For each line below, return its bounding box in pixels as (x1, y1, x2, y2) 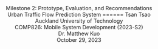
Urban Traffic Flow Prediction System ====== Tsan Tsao (7, 11, 151, 18)
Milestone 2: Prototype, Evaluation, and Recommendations (5, 5, 153, 11)
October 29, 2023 (57, 36, 101, 43)
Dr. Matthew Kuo (58, 30, 100, 37)
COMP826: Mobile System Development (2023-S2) (15, 24, 143, 30)
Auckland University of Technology (35, 17, 123, 24)
